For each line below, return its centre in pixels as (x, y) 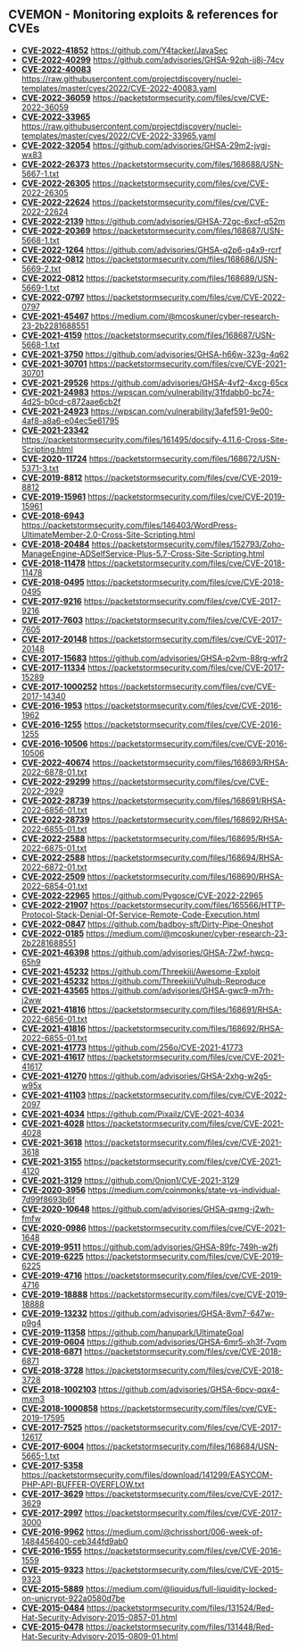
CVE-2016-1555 (51, 1551)
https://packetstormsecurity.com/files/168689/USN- (182, 278)
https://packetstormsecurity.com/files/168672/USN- (185, 459)
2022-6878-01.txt (54, 771)
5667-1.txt (40, 173)
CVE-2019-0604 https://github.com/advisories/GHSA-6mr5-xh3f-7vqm (154, 1342)
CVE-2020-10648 (55, 1208)
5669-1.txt (40, 287)
